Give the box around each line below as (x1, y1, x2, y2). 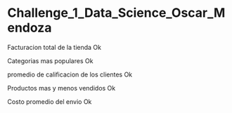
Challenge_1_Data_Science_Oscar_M (7, 5, 226, 21)
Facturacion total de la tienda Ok (7, 43, 102, 51)
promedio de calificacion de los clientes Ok (7, 70, 133, 79)
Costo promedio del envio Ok (7, 97, 92, 106)
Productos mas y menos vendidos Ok (7, 84, 116, 92)
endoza (7, 20, 52, 36)
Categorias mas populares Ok (7, 56, 94, 65)
